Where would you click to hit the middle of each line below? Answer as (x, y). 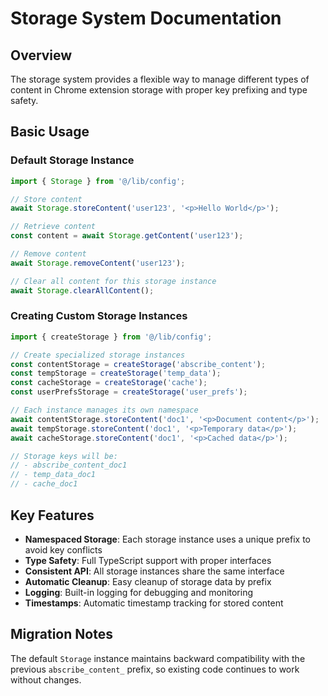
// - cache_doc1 (44, 484)
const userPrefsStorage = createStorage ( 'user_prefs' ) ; (129, 392)
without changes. (46, 679)
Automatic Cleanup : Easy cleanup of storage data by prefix (148, 581)
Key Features (52, 515)
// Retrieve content (53, 227)
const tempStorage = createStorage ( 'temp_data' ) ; (116, 373)
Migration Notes (61, 634)
